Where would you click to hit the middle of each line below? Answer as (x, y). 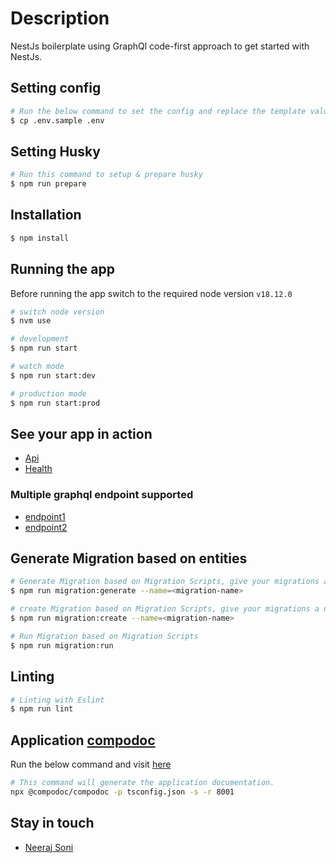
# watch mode (37, 367)
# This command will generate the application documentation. (142, 783)
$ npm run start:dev (53, 375)
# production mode (48, 393)
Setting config (56, 88)
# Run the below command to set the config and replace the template (158, 111)
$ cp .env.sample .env (57, 120)
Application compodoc (83, 740)
